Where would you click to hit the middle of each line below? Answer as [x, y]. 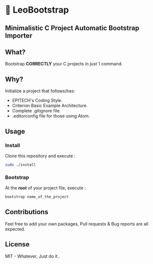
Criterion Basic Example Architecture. [50, 106]
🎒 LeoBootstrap [37, 10]
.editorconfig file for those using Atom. [51, 116]
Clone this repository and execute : [40, 156]
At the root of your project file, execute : [45, 188]
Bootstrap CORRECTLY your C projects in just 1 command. [64, 64]
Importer [19, 35]
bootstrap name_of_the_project [37, 197]
